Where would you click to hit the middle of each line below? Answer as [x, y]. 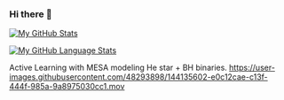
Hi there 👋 [31, 14]
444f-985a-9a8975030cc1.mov [67, 87]
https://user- [252, 68]
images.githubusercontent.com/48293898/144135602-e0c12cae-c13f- [138, 77]
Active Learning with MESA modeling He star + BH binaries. [118, 68]
